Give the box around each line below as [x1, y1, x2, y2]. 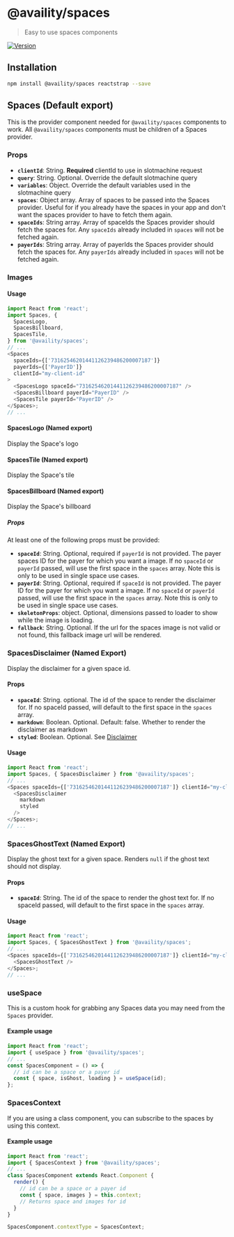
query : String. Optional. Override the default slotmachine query [17, 173, 198, 182]
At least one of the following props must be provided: [7, 536, 160, 545]
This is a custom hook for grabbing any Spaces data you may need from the [7, 1003, 225, 1012]
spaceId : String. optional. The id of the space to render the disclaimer [17, 695, 216, 704]
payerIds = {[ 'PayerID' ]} [13, 363, 82, 370]
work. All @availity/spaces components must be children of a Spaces [7, 126, 208, 134]
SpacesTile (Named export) [7, 455, 88, 464]
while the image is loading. [17, 616, 94, 625]
